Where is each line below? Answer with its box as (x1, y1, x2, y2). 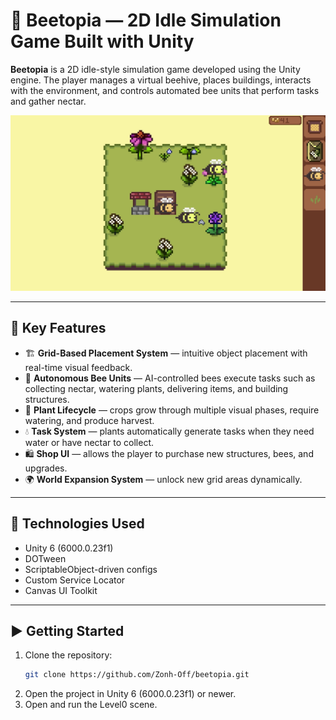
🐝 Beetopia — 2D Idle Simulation (10, 9, 282, 32)
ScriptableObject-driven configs (24, 563, 158, 575)
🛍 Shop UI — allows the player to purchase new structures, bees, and (24, 447, 314, 459)
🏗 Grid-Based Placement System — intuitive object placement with (24, 347, 308, 359)
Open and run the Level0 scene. (24, 699, 158, 711)
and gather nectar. (10, 95, 87, 107)
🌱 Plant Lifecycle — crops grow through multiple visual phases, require (24, 404, 320, 416)
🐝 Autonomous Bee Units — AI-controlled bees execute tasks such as (24, 372, 316, 384)
